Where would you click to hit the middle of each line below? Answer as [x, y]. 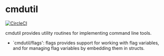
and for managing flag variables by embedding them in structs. [79, 48]
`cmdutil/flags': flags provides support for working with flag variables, [86, 43]
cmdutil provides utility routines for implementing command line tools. [78, 33]
